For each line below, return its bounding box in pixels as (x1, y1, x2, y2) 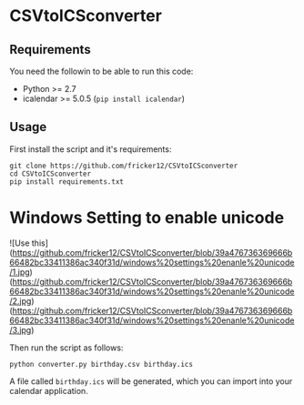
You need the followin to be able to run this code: (9, 66, 194, 76)
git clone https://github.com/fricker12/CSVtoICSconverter (9, 161, 238, 170)
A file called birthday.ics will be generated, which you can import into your (9, 375, 293, 387)
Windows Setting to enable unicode (9, 208, 285, 228)
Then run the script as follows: (9, 342, 124, 353)
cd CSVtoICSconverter (9, 169, 92, 178)
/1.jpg (9, 266, 30, 278)
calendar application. (9, 385, 88, 396)
